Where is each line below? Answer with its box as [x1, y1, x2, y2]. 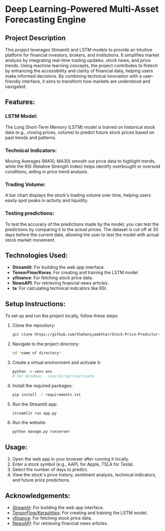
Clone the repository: [12, 323, 56, 329]
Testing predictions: [5, 210, 55, 217]
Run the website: [12, 420, 47, 426]
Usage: [5, 443, 28, 451]
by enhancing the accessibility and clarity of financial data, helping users [5, 68, 154, 74]
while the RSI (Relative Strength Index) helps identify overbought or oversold [5, 163, 161, 169]
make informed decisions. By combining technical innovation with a [5, 73, 142, 79]
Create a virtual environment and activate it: [12, 359, 101, 365]
